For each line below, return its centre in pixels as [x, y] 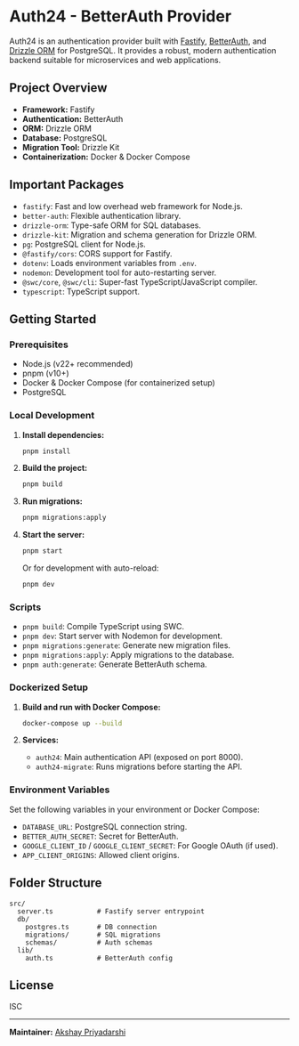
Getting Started [53, 319]
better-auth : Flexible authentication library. [101, 215]
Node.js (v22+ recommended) [77, 364]
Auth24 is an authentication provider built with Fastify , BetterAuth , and [138, 41]
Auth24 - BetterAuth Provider [121, 16]
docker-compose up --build [72, 723]
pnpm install [46, 451]
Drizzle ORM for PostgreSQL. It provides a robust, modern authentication [143, 50]
